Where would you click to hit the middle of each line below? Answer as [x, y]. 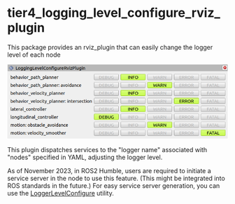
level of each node [34, 55]
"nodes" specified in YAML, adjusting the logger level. [85, 157]
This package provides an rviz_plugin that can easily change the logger [110, 47]
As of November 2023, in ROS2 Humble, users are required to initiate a [109, 170]
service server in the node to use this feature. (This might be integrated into [116, 178]
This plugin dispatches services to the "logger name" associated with [107, 149]
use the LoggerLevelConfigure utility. [60, 193]
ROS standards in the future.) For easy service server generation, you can [114, 185]
